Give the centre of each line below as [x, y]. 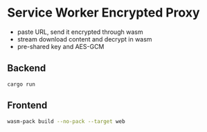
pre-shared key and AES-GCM [61, 46]
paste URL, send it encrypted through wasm [80, 32]
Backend [27, 68]
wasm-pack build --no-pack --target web [66, 121]
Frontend [27, 105]
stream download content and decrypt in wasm [84, 39]
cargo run [21, 84]
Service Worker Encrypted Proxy [103, 13]
